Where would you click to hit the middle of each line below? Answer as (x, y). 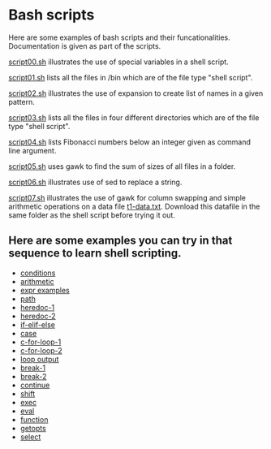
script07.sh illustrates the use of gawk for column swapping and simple (127, 197)
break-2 (33, 376)
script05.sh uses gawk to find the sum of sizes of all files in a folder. (122, 166)
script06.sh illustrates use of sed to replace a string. (95, 182)
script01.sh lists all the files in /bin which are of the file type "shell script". (131, 77)
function (34, 419)
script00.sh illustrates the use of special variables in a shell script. (118, 62)
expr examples (45, 290)
